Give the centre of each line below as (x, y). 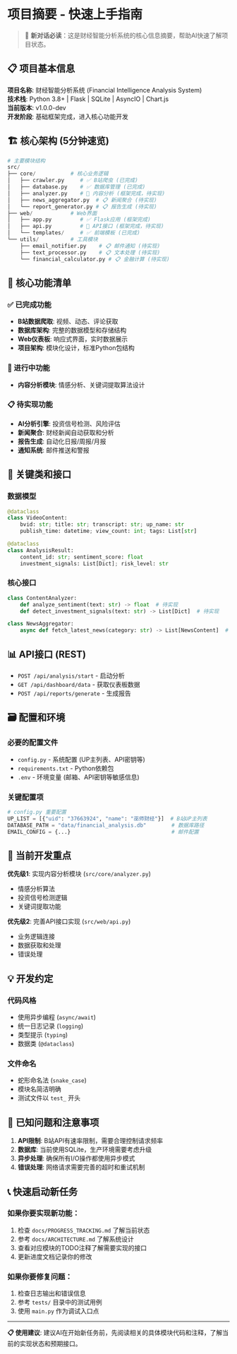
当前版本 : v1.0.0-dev (37, 107)
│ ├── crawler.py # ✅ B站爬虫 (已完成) (73, 181)
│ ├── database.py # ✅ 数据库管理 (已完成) (77, 187)
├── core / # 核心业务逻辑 (58, 174)
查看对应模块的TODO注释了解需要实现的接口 (82, 1247)
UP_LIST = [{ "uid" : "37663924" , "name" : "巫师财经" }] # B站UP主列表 (108, 819)
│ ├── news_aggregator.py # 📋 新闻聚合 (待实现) (82, 200)
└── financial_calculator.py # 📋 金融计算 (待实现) (95, 259)
